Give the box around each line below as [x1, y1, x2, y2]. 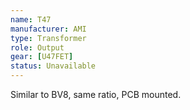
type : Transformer [10, 33, 87, 43]
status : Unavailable [10, 61, 97, 71]
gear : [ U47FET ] [10, 52, 74, 62]
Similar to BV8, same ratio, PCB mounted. [10, 89, 182, 100]
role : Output [10, 42, 65, 53]
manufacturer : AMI [10, 24, 87, 34]
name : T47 [10, 14, 52, 25]
